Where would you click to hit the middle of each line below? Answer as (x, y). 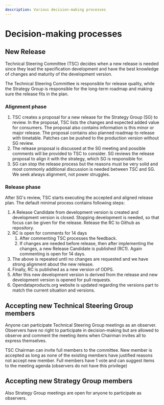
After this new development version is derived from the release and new (85, 275)
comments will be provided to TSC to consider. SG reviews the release (83, 153)
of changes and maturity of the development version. (59, 74)
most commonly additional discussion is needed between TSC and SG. (83, 169)
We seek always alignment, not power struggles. (61, 174)
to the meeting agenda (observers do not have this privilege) (66, 366)
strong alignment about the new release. (53, 264)
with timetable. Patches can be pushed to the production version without (85, 138)
